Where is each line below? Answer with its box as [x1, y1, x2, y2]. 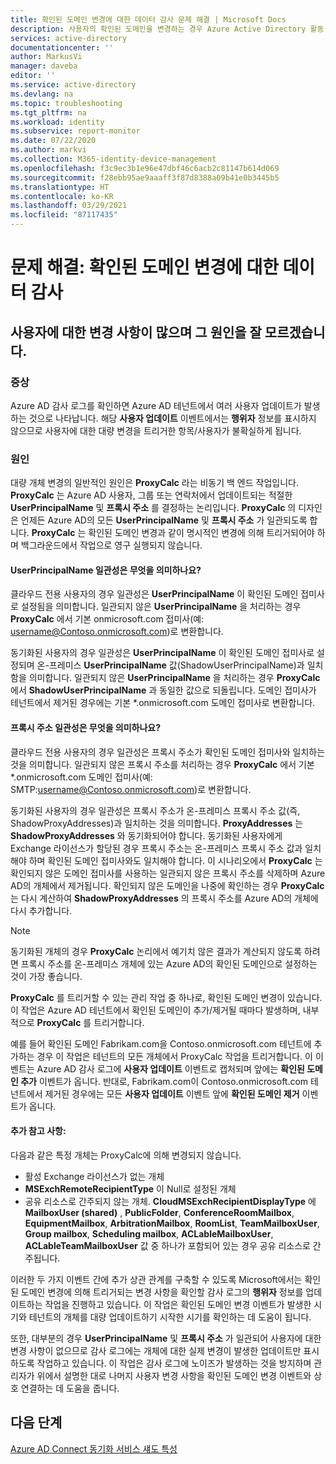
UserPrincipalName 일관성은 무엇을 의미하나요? [10, 564, 202, 576]
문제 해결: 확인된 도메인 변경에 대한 [10, 256, 279, 279]
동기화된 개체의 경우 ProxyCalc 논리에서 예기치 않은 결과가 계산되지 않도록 [10, 945, 302, 957]
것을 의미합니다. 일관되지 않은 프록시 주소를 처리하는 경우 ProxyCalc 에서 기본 [10, 758, 315, 770]
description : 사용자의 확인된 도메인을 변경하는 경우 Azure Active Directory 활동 [10, 24, 325, 34]
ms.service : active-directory [10, 80, 137, 90]
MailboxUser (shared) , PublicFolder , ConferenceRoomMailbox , [24, 1206, 295, 1218]
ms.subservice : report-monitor [10, 126, 141, 136]
